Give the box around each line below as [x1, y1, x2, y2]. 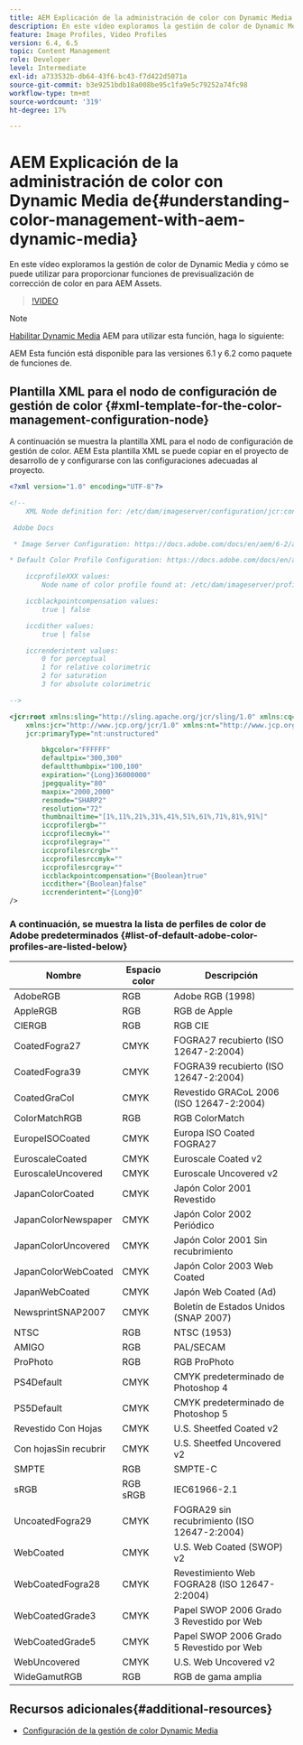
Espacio [125, 963, 161, 976]
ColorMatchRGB [14, 1112, 83, 1125]
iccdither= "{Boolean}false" [41, 879, 147, 889]
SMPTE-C [173, 1463, 218, 1476]
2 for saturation [41, 672, 106, 681]
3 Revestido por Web [173, 1615, 263, 1628]
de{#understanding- [132, 190, 290, 211]
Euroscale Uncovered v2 [173, 1167, 279, 1180]
